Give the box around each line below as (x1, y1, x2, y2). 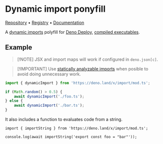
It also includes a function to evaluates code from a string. (5, 117, 123, 122)
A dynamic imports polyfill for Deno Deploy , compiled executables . (5, 29, 140, 35)
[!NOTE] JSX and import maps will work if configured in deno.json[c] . (17, 56, 159, 62)
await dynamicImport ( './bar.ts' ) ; (14, 103, 84, 108)
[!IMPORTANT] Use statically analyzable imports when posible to (17, 66, 149, 72)
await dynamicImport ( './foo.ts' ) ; (14, 94, 84, 99)
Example (5, 43, 32, 52)
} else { (5, 98, 23, 103)
